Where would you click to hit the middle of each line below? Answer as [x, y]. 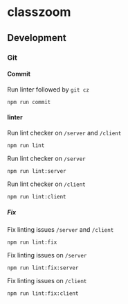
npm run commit [29, 102]
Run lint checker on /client [46, 184]
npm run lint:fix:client [43, 293]
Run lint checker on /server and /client [64, 133]
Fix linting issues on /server [47, 255]
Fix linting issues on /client [47, 280]
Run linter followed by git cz [48, 89]
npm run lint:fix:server [43, 268]
